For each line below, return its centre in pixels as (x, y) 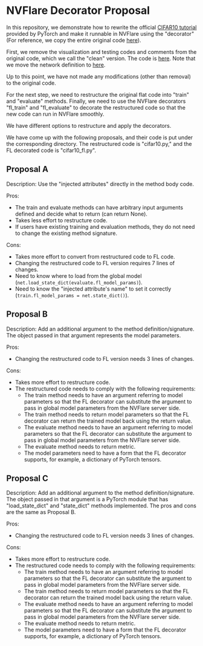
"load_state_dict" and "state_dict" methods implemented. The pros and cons (101, 506)
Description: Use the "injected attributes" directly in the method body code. (100, 184)
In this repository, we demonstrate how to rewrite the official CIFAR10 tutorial (101, 27)
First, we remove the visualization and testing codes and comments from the (101, 51)
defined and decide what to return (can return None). (81, 214)
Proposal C (27, 478)
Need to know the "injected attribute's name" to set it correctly (93, 289)
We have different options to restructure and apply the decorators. (89, 125)
